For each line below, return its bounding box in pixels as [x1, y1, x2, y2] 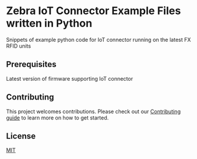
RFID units [6, 42, 31, 49]
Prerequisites [6, 59, 57, 69]
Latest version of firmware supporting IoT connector [6, 75, 133, 82]
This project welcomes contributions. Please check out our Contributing [6, 108, 181, 115]
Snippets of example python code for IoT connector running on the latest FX [6, 36, 191, 43]
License [6, 131, 36, 141]
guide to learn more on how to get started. [6, 114, 109, 121]
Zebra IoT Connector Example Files [6, 4, 181, 18]
